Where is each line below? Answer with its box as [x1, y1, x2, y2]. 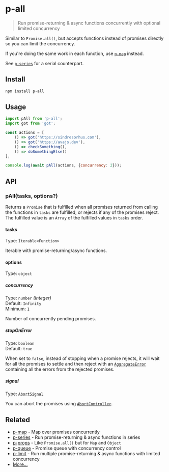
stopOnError [5, 327, 32, 334]
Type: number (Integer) [5, 295, 52, 301]
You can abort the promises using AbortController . [5, 401, 113, 407]
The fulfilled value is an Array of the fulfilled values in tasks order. [5, 215, 144, 220]
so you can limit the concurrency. [5, 40, 75, 46]
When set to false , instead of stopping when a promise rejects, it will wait [5, 355, 160, 362]
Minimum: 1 [5, 306, 30, 312]
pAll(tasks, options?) [5, 192, 58, 199]
